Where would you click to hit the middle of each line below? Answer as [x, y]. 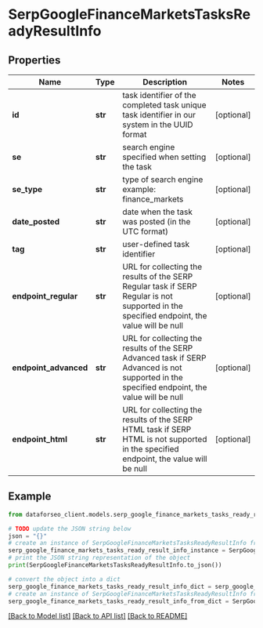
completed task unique [164, 105]
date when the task [158, 212]
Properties [34, 60]
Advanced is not [152, 368]
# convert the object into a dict [65, 579]
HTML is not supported [165, 439]
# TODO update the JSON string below [70, 528]
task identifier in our [159, 115]
